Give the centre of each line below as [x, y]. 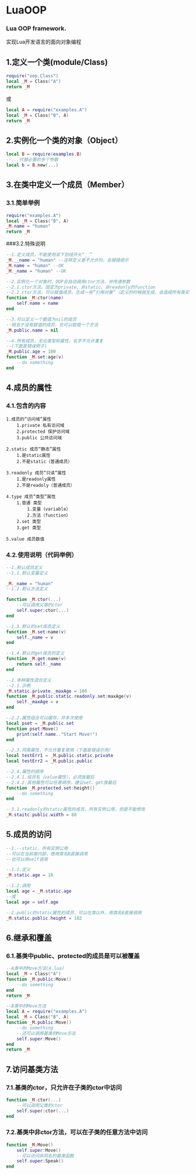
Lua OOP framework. [36, 29]
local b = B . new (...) [32, 165]
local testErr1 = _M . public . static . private [60, 756]
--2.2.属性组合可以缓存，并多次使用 [44, 718]
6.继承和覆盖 [29, 937]
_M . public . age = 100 [31, 352]
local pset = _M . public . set [40, 723]
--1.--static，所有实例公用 [37, 848]
